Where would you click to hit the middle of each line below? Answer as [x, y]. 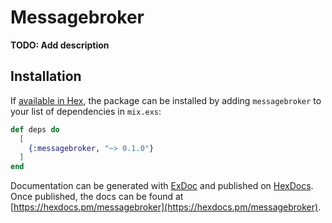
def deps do [35, 129]
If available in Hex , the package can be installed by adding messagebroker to [166, 100]
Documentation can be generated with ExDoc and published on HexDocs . [162, 186]
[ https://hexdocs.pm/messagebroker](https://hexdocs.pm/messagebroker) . [166, 207]
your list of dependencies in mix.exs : [86, 111]
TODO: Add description [60, 45]
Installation [46, 76]
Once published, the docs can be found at [97, 197]
